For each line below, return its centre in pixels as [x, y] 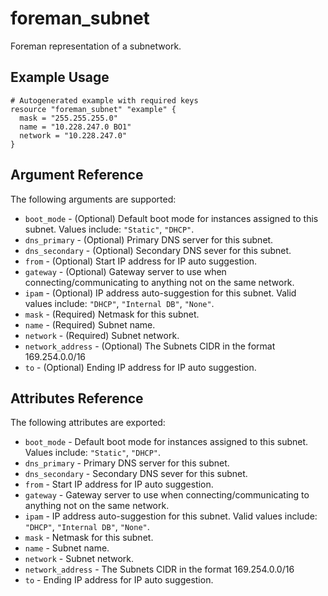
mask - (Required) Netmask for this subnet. [112, 314]
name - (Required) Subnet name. [90, 324]
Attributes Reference [77, 398]
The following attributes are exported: [88, 423]
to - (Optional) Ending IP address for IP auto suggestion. [140, 367]
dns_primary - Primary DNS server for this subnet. [127, 463]
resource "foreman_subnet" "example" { [93, 109]
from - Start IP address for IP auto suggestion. [119, 484]
